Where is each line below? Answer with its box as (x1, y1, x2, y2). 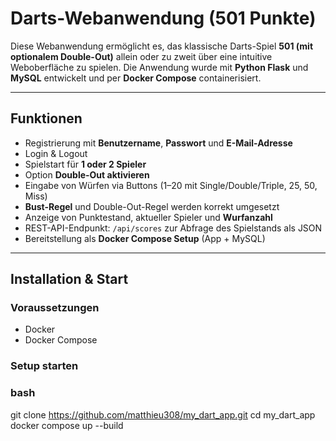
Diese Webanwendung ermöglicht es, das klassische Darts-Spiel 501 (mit (10, 40, 314, 52)
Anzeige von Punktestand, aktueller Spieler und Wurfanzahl (24, 211, 273, 223)
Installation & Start (10, 271, 129, 288)
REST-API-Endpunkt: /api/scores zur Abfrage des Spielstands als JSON (24, 222, 323, 234)
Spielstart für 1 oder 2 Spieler (24, 158, 147, 170)
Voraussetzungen (10, 301, 100, 315)
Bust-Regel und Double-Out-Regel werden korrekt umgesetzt (24, 200, 280, 212)
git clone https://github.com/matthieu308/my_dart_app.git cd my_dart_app (10, 408, 316, 421)
